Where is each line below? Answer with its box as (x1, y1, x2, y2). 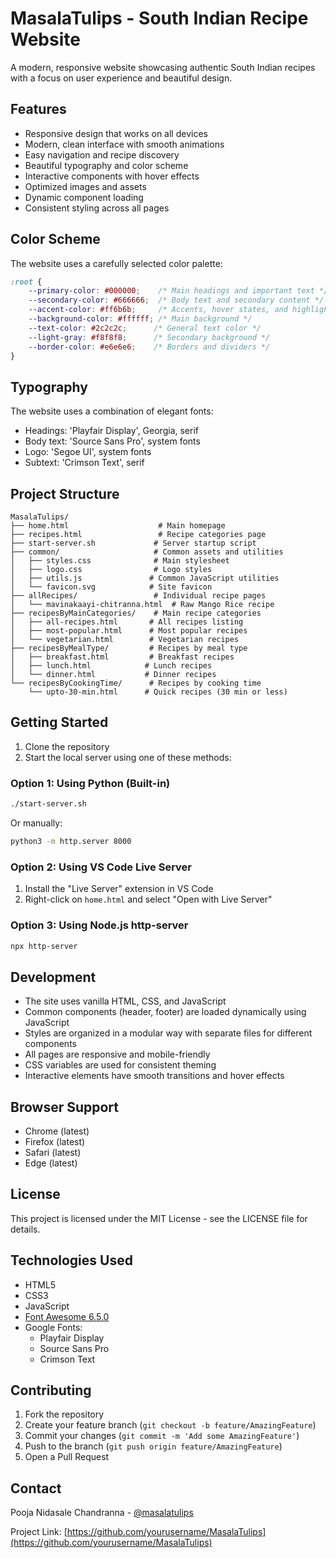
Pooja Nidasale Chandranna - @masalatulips (10, 1507, 194, 1519)
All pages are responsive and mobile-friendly (24, 1048, 211, 1061)
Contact (10, 1480, 62, 1497)
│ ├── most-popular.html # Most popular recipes (10, 626, 248, 636)
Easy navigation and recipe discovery (24, 148, 180, 161)
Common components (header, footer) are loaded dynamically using (24, 1006, 307, 1018)
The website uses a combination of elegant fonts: (10, 405, 214, 417)
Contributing (10, 1382, 92, 1399)
